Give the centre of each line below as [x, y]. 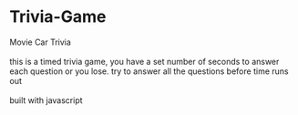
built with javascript [46, 100]
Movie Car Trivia [40, 42]
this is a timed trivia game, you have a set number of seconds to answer [144, 61]
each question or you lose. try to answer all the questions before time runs [149, 71]
